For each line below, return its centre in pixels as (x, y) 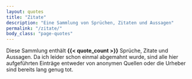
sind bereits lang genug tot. (40, 69)
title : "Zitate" (26, 17)
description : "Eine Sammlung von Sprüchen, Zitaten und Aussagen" (90, 23)
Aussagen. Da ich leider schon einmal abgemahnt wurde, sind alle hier (92, 57)
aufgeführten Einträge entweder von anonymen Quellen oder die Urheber (96, 64)
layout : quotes (25, 12)
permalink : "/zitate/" (34, 28)
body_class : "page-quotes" (40, 34)
